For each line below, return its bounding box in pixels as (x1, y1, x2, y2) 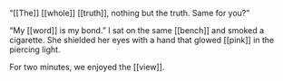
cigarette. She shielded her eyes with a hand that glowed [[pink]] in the (9, 35, 275, 45)
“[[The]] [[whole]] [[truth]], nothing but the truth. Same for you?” (9, 8, 250, 18)
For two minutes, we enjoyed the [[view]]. (9, 62, 165, 72)
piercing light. (9, 44, 61, 55)
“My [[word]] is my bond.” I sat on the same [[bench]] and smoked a (9, 25, 265, 35)
